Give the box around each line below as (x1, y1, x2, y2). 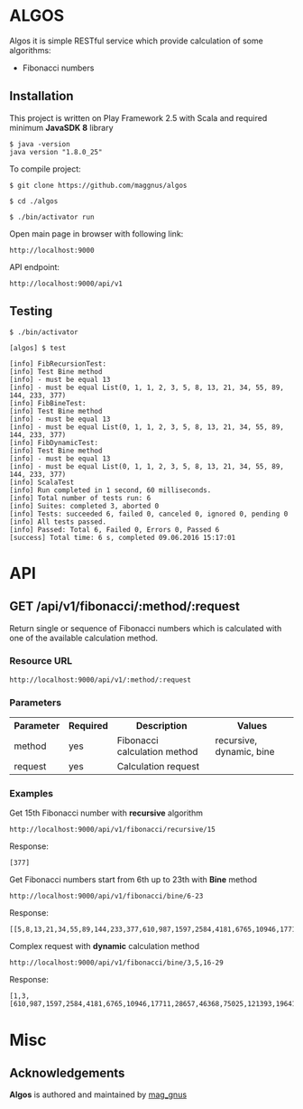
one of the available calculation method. (9, 632, 159, 643)
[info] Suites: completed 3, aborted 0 (9, 501, 160, 510)
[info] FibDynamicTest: (9, 438, 99, 447)
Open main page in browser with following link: (9, 228, 184, 239)
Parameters (9, 696, 61, 709)
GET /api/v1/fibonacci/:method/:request (9, 599, 241, 614)
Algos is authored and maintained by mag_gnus (9, 1089, 188, 1100)
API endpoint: (9, 261, 60, 272)
